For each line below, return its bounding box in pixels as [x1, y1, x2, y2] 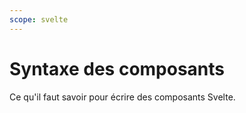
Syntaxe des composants [9, 57, 226, 80]
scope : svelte [9, 14, 69, 25]
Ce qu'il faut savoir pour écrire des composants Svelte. [9, 91, 236, 103]
